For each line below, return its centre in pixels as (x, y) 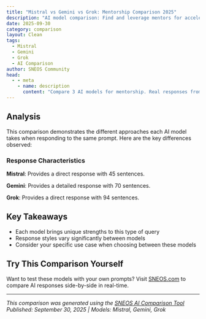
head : (13, 75)
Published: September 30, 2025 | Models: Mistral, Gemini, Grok (86, 309)
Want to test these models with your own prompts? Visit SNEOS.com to (96, 279)
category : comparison (34, 29)
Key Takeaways (37, 217)
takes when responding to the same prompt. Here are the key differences (99, 138)
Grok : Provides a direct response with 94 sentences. (73, 198)
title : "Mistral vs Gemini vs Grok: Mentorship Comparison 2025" (91, 12)
